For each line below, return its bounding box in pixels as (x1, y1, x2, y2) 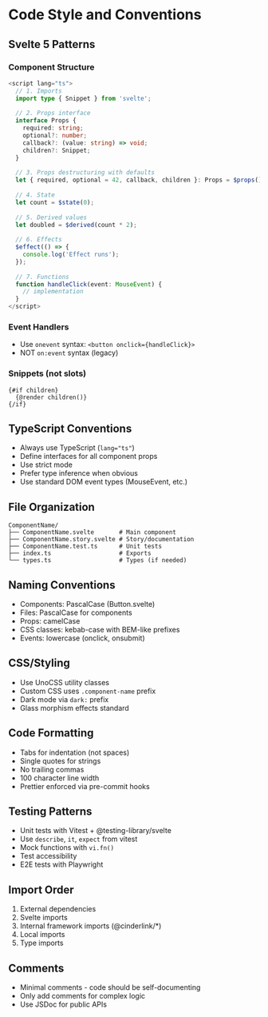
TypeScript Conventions (8, 421, 132, 435)
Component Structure (8, 62, 95, 73)
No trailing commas (19, 764, 85, 774)
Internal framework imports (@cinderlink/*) (19, 921, 162, 931)
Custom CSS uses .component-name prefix (19, 686, 156, 696)
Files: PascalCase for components (19, 608, 133, 617)
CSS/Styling (8, 656, 70, 670)
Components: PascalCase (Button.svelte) (19, 600, 156, 609)
